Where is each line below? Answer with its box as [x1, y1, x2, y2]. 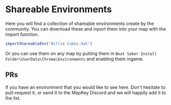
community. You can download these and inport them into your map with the [5, 25, 166, 32]
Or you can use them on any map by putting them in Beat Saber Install [5, 50, 157, 57]
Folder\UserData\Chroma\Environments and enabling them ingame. [5, 56, 144, 62]
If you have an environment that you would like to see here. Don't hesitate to [5, 84, 166, 90]
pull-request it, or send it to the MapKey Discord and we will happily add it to [5, 89, 166, 95]
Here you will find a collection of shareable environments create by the [5, 20, 154, 27]
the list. [5, 95, 21, 101]
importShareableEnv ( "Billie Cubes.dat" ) [5, 41, 93, 46]
